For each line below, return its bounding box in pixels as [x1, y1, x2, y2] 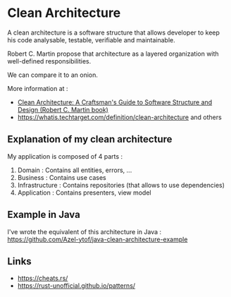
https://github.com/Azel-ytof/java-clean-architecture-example [7, 235, 188, 243]
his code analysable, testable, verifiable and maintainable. [7, 35, 176, 44]
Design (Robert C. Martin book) [17, 105, 109, 114]
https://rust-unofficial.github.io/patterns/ [17, 281, 136, 290]
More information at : [7, 84, 68, 92]
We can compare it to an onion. [7, 71, 99, 79]
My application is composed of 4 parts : [7, 152, 123, 160]
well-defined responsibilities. [7, 56, 92, 65]
